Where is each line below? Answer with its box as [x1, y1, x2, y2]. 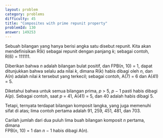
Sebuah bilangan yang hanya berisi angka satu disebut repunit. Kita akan [5, 43, 151, 49]
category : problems [5, 12, 45, 17]
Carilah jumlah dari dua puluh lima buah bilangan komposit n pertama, [5, 118, 145, 123]
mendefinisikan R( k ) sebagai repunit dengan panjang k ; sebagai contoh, [5, 48, 149, 54]
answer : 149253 [5, 30, 36, 35]
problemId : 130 [5, 25, 36, 30]
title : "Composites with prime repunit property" [5, 20, 108, 26]
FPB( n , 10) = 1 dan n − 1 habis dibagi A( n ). [5, 128, 89, 133]
